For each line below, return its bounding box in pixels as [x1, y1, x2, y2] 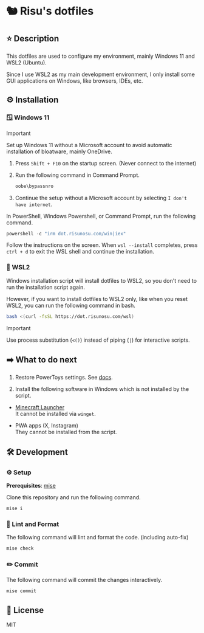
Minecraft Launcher [15, 404, 65, 411]
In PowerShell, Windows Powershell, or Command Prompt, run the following [6, 212, 196, 220]
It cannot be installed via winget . [15, 410, 96, 418]
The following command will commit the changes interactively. [6, 576, 163, 584]
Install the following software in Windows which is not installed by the [15, 386, 189, 393]
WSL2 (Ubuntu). [6, 59, 47, 66]
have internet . [15, 201, 53, 208]
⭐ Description [6, 33, 59, 44]
